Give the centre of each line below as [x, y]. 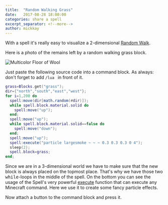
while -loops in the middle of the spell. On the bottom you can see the [78, 177]
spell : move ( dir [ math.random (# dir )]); [49, 100]
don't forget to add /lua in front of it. [44, 77]
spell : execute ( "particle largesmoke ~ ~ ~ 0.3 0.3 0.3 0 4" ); [76, 143]
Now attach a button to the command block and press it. [63, 197]
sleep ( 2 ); [20, 147]
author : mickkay [22, 29]
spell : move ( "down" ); [36, 129]
